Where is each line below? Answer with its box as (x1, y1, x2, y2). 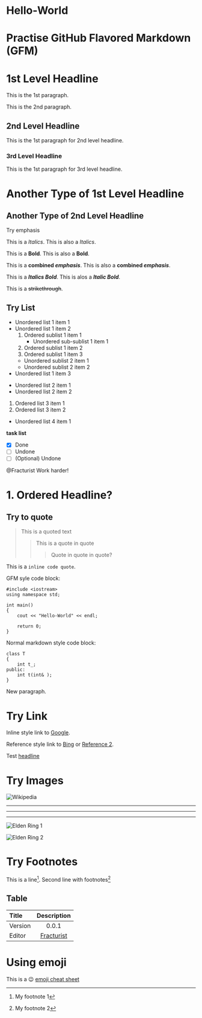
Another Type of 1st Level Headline (6, 186, 185, 200)
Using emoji (6, 955, 67, 969)
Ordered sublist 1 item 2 (23, 345, 83, 352)
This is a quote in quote (35, 539, 94, 547)
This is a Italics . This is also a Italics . (6, 238, 96, 246)
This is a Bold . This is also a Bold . (6, 250, 90, 257)
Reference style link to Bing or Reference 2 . (6, 740, 114, 748)
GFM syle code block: (6, 574, 61, 582)
